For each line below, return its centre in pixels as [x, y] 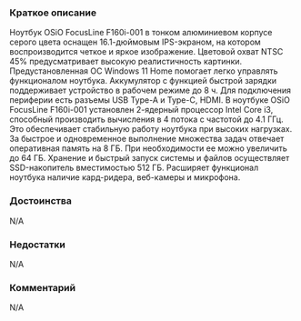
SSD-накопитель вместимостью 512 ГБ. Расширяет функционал [134, 168]
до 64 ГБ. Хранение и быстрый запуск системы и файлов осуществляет [150, 158]
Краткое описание [53, 13]
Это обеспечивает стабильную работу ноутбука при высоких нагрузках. [151, 129]
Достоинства [41, 201]
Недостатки [37, 245]
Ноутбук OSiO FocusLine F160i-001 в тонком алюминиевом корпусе [141, 33]
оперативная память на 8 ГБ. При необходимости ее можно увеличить [149, 148]
